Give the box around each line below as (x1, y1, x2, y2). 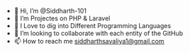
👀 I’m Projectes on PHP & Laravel (13, 14, 111, 22)
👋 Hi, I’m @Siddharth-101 (13, 7, 87, 15)
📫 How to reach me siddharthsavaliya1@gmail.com (13, 37, 164, 45)
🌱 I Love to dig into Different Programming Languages (13, 22, 172, 30)
